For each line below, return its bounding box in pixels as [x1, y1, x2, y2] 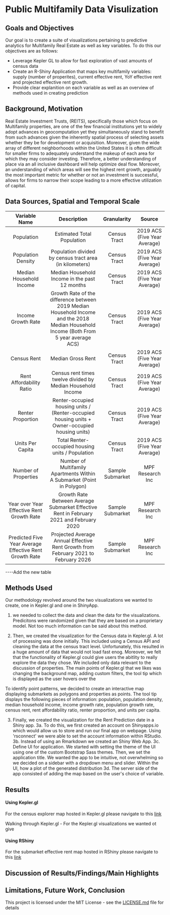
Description [58, 215, 88, 222]
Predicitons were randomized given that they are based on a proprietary [12, 617, 163, 623]
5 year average [55, 334, 91, 341]
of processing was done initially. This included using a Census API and [12, 638, 160, 644]
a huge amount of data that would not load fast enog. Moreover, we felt [12, 649, 161, 655]
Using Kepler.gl [5, 800, 38, 806]
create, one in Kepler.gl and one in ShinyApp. [5, 602, 99, 608]
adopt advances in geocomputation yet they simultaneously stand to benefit [5, 129, 164, 135]
